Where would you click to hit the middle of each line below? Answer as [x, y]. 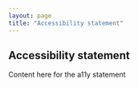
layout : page [30, 16]
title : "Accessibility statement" [66, 23]
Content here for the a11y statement [67, 75]
